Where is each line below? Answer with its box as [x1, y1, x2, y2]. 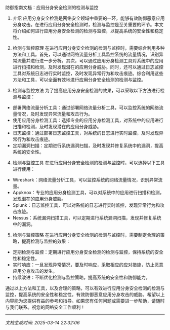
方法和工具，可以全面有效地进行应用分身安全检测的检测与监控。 [12, 77, 146, 83]
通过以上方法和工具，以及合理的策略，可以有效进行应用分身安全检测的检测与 [5, 285, 165, 291]
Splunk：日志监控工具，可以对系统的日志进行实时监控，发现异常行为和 [12, 202, 160, 208]
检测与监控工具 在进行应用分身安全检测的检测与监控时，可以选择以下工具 [12, 160, 165, 166]
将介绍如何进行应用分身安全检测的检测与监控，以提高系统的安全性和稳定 [12, 28, 163, 34]
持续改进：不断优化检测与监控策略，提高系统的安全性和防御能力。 [12, 274, 150, 280]
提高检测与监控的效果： [21, 238, 71, 244]
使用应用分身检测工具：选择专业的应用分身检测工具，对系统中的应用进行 [12, 117, 163, 123]
